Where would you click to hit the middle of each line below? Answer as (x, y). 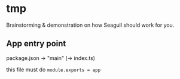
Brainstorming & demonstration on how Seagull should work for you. (90, 25)
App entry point (36, 44)
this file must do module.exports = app (54, 69)
